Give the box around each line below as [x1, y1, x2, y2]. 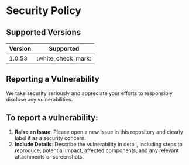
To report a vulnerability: [6, 113, 98, 123]
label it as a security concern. [14, 134, 86, 141]
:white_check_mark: [37, 54, 92, 62]
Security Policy [6, 4, 82, 17]
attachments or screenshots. [14, 153, 84, 160]
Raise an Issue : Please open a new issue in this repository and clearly [14, 128, 183, 135]
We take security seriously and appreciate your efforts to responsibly [6, 89, 173, 97]
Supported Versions [6, 27, 81, 37]
